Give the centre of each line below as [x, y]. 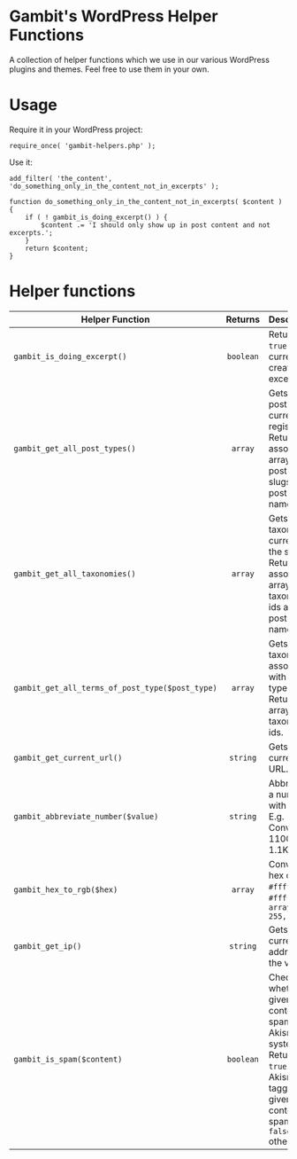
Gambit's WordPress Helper [114, 16]
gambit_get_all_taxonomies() [75, 573]
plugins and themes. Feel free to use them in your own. [109, 69]
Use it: [21, 162]
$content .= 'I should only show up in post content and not [156, 225]
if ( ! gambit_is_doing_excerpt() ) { [96, 217]
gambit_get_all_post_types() [75, 448]
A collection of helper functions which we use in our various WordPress [139, 59]
